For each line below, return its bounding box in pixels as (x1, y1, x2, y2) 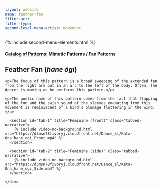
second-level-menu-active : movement (5, 26, 81, 31)
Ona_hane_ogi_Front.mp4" (5, 135, 57, 140)
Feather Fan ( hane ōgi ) (5, 65, 77, 74)
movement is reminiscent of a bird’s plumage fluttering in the (5, 105, 142, 110)
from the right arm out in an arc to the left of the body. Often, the (5, 83, 157, 88)
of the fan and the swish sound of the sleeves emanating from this (5, 100, 151, 105)
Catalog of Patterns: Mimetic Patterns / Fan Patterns (5, 51, 116, 57)
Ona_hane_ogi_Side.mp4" (5, 166, 55, 171)
